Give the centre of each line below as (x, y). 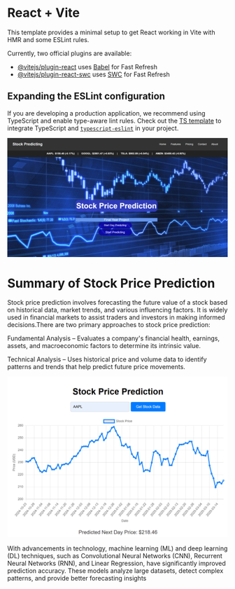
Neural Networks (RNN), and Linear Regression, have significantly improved (116, 563)
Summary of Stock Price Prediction (111, 283)
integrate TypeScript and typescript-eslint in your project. (93, 128)
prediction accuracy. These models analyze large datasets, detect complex (115, 571)
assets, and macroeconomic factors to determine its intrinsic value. (104, 346)
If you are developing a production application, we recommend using (106, 113)
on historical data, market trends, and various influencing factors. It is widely (117, 310)
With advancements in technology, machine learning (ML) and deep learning (117, 548)
